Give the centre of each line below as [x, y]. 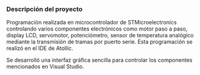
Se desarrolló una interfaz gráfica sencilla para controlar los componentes [99, 60]
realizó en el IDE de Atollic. [40, 48]
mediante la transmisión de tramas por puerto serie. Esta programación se [100, 42]
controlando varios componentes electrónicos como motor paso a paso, [97, 29]
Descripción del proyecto [45, 9]
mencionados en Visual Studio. [45, 66]
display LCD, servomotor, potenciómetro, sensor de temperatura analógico [100, 35]
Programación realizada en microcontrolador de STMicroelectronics [91, 23]
